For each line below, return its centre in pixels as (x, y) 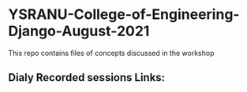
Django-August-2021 (79, 31)
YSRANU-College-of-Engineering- (124, 15)
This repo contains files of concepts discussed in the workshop (111, 53)
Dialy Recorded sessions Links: (87, 77)
